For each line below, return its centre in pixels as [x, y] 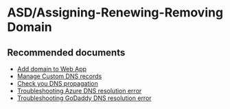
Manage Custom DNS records [59, 76]
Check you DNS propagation [57, 83]
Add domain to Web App [52, 69]
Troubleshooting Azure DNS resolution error [79, 91]
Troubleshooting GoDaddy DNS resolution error [84, 98]
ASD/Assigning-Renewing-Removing [115, 13]
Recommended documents [66, 52]
